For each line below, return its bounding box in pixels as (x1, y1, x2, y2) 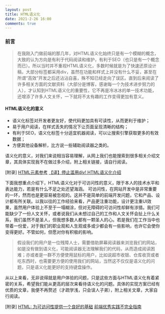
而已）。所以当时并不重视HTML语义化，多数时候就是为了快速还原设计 (17, 63, 157, 69)
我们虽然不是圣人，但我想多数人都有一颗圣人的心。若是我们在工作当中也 (13, 216, 160, 222)
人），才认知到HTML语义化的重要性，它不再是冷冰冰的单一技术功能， (17, 87, 157, 93)
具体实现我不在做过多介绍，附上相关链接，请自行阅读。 (18, 159, 130, 165)
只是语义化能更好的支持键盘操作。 (26, 264, 95, 270)
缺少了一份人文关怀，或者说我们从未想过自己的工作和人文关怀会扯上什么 (9, 210, 156, 216)
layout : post (5, 7, 32, 12)
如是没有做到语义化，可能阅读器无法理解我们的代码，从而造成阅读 (17, 245, 151, 251)
